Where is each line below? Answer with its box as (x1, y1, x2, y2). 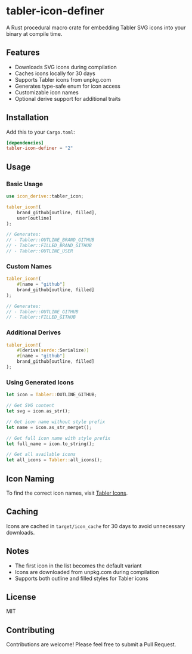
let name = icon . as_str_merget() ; (6, 424, 92, 430)
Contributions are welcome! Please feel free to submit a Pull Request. (6, 641, 176, 648)
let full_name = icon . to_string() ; (6, 440, 95, 447)
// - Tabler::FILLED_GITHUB (6, 314, 76, 320)
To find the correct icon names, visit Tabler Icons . (6, 489, 128, 496)
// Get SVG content (6, 403, 55, 409)
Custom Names (6, 262, 52, 270)
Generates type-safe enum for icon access (14, 82, 120, 90)
